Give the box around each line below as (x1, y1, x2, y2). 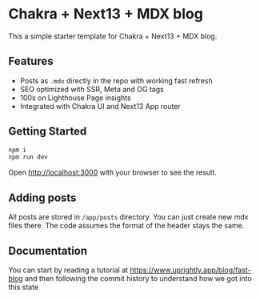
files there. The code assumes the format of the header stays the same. (8, 221, 245, 231)
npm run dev (8, 153, 48, 161)
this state (8, 282, 39, 292)
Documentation (8, 244, 88, 257)
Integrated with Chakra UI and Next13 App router (19, 101, 182, 111)
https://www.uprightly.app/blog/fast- (130, 265, 251, 275)
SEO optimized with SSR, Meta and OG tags (19, 84, 164, 94)
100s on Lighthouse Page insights (19, 93, 131, 103)
